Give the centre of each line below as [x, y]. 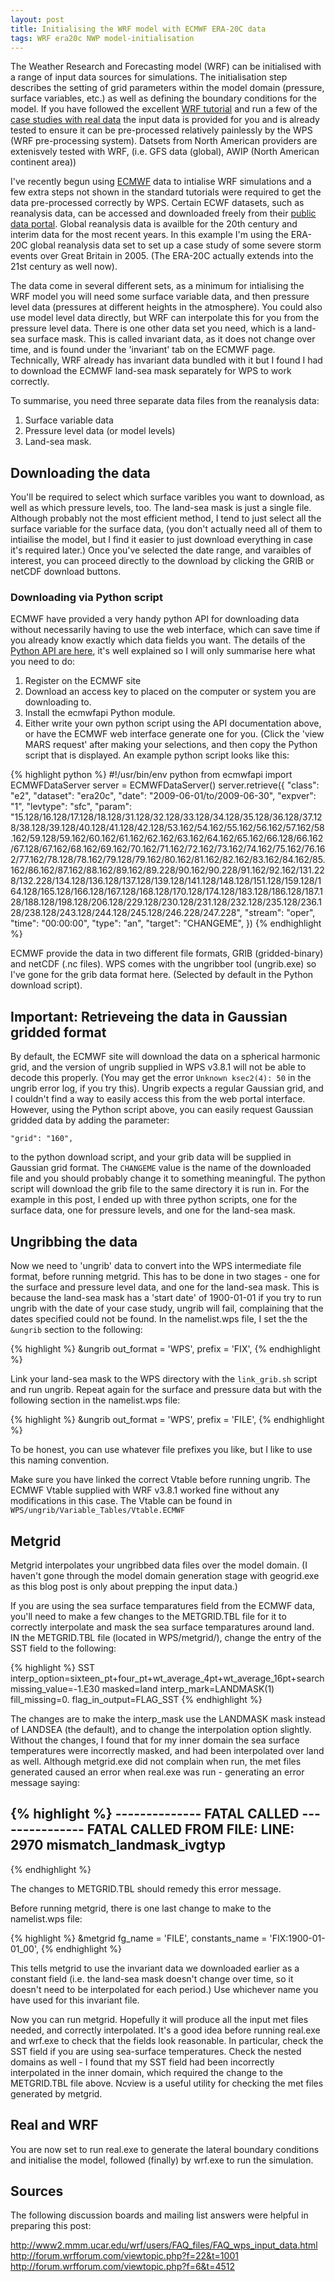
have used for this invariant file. [75, 2000]
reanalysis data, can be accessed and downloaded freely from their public [163, 213]
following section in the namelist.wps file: [95, 1400]
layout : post [37, 19]
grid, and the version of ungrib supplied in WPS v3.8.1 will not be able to [158, 1067]
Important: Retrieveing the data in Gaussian [149, 1016]
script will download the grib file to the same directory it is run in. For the [160, 1189]
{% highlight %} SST [52, 1667]
